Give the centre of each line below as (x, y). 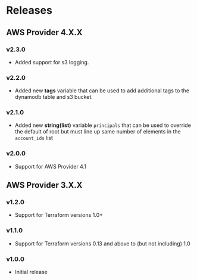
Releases (29, 10)
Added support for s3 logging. (52, 62)
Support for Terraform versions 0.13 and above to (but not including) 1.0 (102, 243)
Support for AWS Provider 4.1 (50, 166)
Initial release (31, 272)
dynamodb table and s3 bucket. (54, 97)
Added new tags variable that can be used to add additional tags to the (102, 91)
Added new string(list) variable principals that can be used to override (103, 125)
